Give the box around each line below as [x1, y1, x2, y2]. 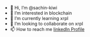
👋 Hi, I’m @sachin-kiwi [10, 5, 57, 10]
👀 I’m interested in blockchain [10, 10, 72, 16]
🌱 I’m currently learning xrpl [10, 15, 69, 21]
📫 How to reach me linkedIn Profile [10, 26, 85, 32]
